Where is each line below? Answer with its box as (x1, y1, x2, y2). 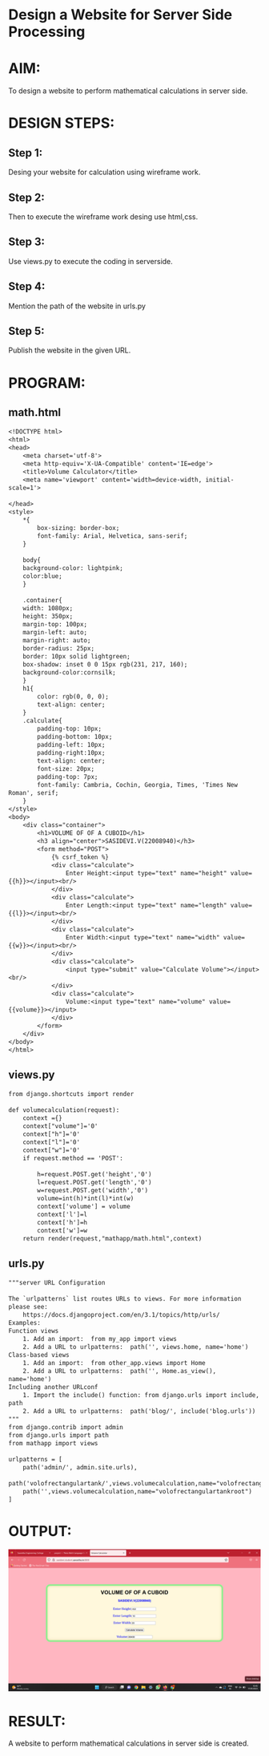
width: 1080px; (22, 605, 74, 613)
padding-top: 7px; (37, 773, 98, 781)
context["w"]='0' (22, 1147, 81, 1155)
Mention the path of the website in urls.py (8, 301, 147, 311)
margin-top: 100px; (22, 621, 88, 629)
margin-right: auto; (22, 637, 91, 645)
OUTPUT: (8, 1522, 72, 1541)
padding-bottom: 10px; (37, 733, 113, 741)
